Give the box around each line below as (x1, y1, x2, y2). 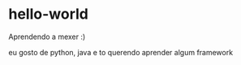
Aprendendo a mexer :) (8, 32, 86, 41)
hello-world (8, 5, 89, 24)
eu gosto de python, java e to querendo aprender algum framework (8, 47, 234, 57)
